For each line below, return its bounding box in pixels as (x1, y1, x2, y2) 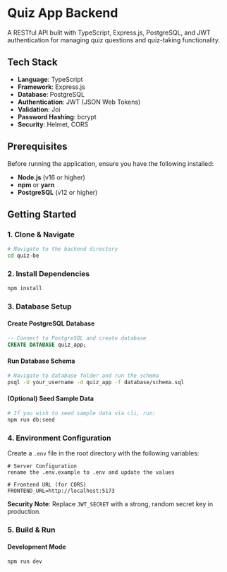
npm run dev (7, 558, 42, 566)
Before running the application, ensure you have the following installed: (7, 159, 214, 167)
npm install (7, 285, 42, 292)
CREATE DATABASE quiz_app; (7, 341, 87, 349)
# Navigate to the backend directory (7, 246, 118, 253)
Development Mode (7, 542, 66, 551)
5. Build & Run (7, 525, 56, 535)
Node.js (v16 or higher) (17, 173, 86, 181)
